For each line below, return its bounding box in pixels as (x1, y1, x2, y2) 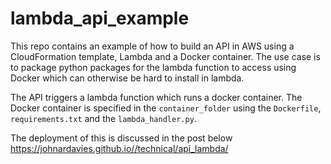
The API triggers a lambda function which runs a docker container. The (10, 91, 303, 103)
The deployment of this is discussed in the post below (10, 132, 233, 144)
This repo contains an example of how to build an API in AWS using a (10, 40, 295, 52)
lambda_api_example (10, 7, 190, 30)
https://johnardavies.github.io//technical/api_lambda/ (10, 142, 229, 154)
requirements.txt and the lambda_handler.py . (10, 112, 197, 124)
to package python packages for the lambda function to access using (10, 61, 297, 73)
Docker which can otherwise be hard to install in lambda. (10, 72, 245, 84)
